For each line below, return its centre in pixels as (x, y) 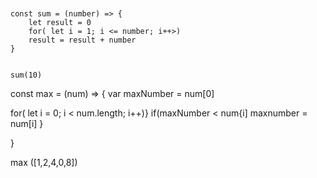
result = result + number (82, 40)
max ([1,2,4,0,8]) (44, 162)
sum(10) (26, 75)
